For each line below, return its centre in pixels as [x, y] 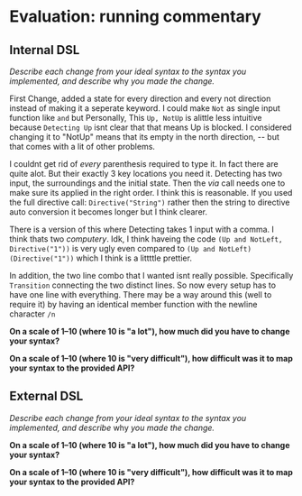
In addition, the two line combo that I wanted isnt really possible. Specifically [151, 276]
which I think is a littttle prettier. [134, 258]
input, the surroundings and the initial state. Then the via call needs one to [147, 183]
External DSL [46, 396]
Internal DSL [45, 50]
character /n [32, 314]
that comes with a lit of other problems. [82, 147]
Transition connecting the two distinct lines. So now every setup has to [143, 285]
